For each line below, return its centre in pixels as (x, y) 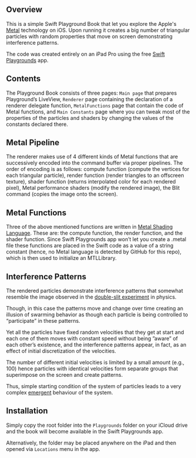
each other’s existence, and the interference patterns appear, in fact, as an (96, 345)
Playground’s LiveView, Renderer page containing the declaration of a (89, 99)
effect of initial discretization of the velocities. (61, 351)
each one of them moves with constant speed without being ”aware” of (92, 339)
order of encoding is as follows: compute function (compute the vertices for (98, 169)
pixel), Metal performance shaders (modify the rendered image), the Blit (93, 188)
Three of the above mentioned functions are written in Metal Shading (89, 227)
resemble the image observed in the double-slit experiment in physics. (92, 297)
